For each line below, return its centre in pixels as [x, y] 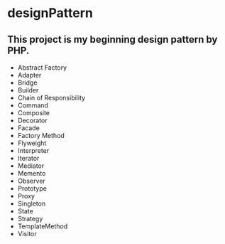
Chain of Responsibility [51, 98]
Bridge [27, 83]
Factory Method [41, 136]
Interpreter [33, 150]
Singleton [32, 203]
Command [33, 105]
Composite [34, 113]
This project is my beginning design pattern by [112, 39]
